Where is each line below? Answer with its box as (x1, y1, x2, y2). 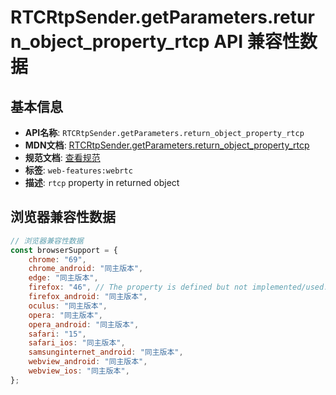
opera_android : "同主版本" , (28, 319, 140, 330)
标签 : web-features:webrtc (24, 164, 133, 176)
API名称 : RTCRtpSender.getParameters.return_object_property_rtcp (24, 127, 305, 138)
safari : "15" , (28, 329, 87, 339)
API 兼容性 (213, 31, 300, 53)
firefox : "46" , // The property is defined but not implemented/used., (28, 282, 333, 293)
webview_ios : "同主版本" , (28, 366, 130, 376)
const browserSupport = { (10, 245, 118, 255)
